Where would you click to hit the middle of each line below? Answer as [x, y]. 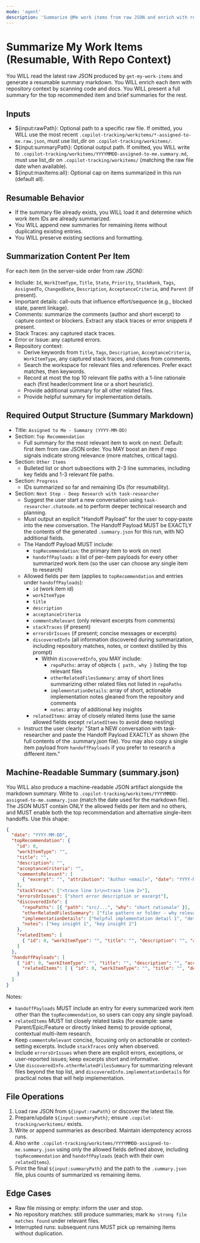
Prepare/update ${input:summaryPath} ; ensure [71, 1118]
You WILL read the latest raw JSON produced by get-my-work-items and [94, 76]
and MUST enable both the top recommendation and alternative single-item [99, 812]
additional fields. [44, 538]
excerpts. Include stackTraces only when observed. [96, 1046]
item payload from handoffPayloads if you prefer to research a [99, 747]
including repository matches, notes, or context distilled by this [110, 645]
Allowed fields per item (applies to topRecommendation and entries [103, 576]
